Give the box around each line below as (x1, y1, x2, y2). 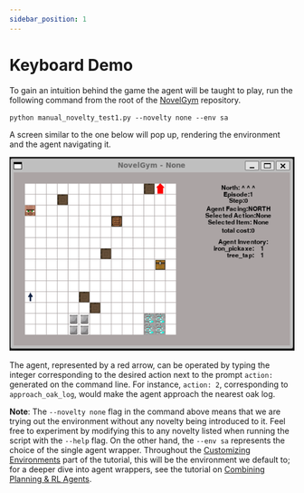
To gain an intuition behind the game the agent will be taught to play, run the (9, 84, 293, 95)
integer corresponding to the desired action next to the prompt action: (9, 370, 273, 381)
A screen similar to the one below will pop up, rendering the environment (9, 129, 280, 140)
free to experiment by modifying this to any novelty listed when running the (9, 426, 290, 437)
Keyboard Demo (9, 54, 134, 75)
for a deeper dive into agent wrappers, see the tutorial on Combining (9, 464, 265, 475)
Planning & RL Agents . (9, 474, 92, 485)
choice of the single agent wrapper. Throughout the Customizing (9, 445, 251, 456)
